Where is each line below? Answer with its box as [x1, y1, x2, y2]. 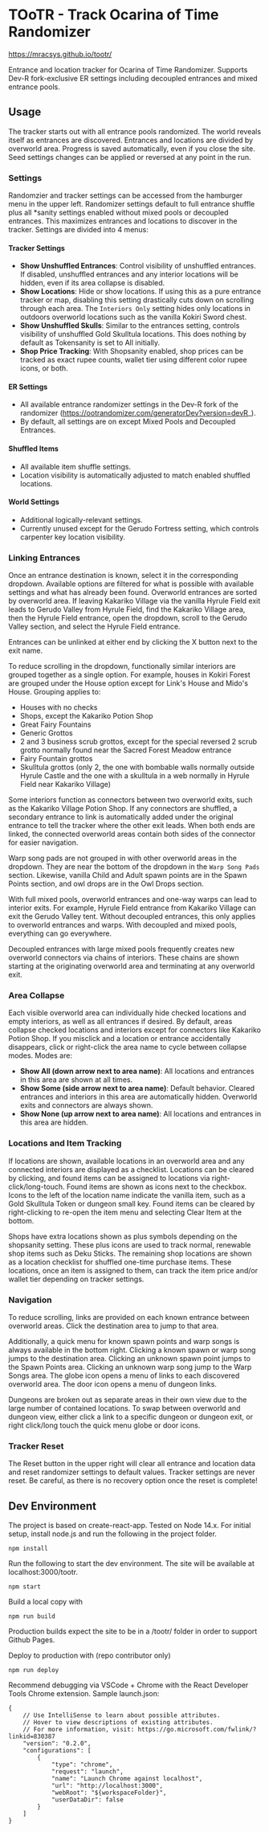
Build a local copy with [8, 1597, 83, 1607]
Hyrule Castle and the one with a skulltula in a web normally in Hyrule [19, 771, 251, 781]
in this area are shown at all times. [19, 1075, 133, 1084]
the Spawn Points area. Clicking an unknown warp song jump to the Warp [8, 1363, 252, 1372]
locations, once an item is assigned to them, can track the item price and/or [8, 1265, 259, 1275]
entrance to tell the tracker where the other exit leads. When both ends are [8, 821, 255, 830]
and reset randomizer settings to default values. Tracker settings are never [8, 1467, 255, 1477]
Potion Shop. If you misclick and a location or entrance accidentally [8, 1034, 231, 1043]
